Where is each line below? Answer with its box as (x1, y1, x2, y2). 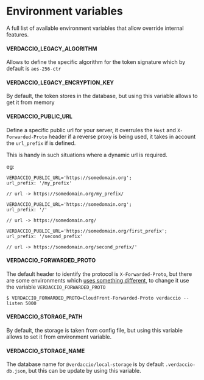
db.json (6, 368, 26, 375)
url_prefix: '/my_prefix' (6, 180, 72, 186)
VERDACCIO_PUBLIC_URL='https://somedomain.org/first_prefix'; (6, 228, 167, 234)
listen (6, 300, 23, 306)
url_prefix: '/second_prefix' (6, 233, 83, 239)
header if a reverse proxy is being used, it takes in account (48, 133, 196, 140)
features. (6, 30, 29, 38)
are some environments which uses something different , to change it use (6, 276, 189, 284)
